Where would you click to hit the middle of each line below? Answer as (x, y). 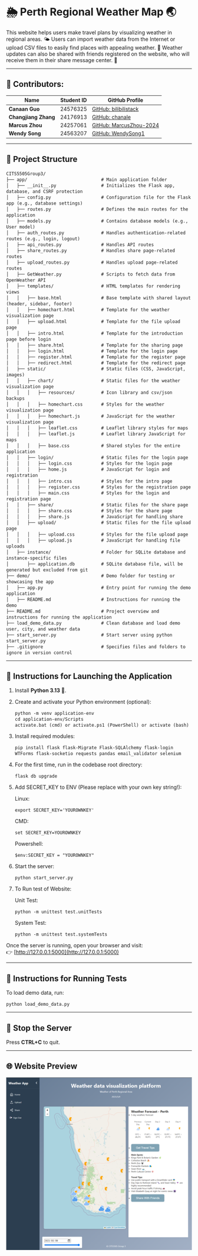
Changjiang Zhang (32, 117)
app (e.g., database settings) (44, 203)
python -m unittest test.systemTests (61, 935)
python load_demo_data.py (38, 1004)
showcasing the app (30, 582)
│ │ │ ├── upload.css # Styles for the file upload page (97, 534)
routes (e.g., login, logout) (43, 239)
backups (16, 398)
